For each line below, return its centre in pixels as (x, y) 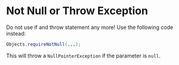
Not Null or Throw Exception (77, 11)
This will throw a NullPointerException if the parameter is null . (83, 56)
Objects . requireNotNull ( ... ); (44, 44)
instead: (16, 33)
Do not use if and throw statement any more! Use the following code (90, 27)
